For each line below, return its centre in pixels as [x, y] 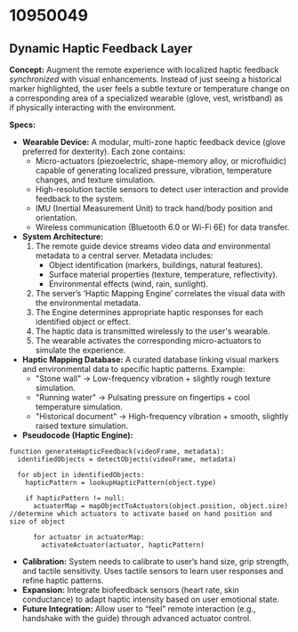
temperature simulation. [79, 407]
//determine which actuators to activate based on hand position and [141, 514]
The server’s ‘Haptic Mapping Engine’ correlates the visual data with [160, 293]
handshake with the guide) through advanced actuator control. [137, 618]
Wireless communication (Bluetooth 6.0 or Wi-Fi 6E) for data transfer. [162, 227]
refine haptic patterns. [63, 580]
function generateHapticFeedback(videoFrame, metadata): [117, 451]
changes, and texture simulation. [95, 180]
